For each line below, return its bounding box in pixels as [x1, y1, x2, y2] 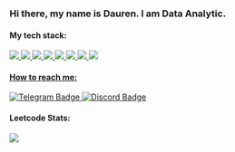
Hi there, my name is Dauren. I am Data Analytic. [9, 7, 227, 20]
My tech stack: [9, 30, 67, 41]
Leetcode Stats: [9, 112, 71, 123]
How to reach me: [9, 71, 77, 82]
